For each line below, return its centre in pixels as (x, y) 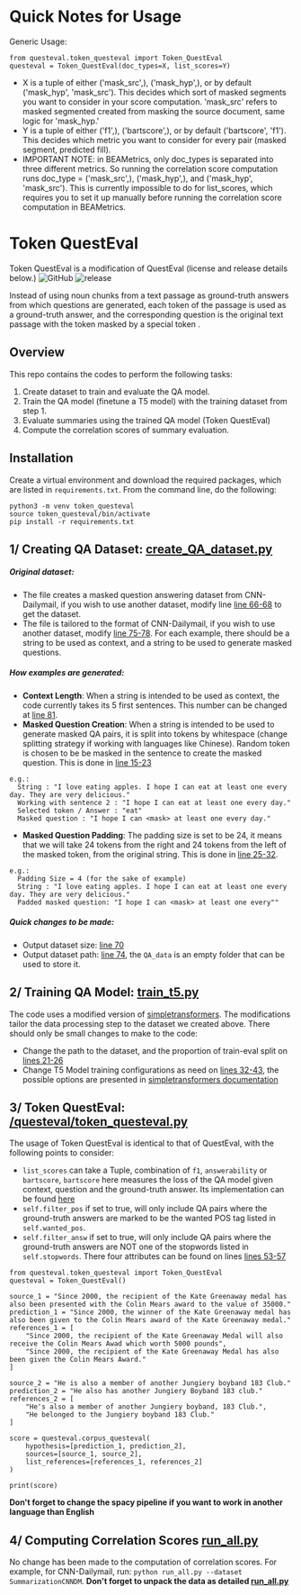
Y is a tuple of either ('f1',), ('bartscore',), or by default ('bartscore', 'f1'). (154, 130)
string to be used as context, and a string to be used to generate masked (157, 642)
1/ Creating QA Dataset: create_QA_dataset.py (141, 549)
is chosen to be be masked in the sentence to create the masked (142, 753)
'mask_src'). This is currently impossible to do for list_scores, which (147, 187)
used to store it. (51, 964)
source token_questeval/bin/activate (80, 514)
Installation (41, 458)
